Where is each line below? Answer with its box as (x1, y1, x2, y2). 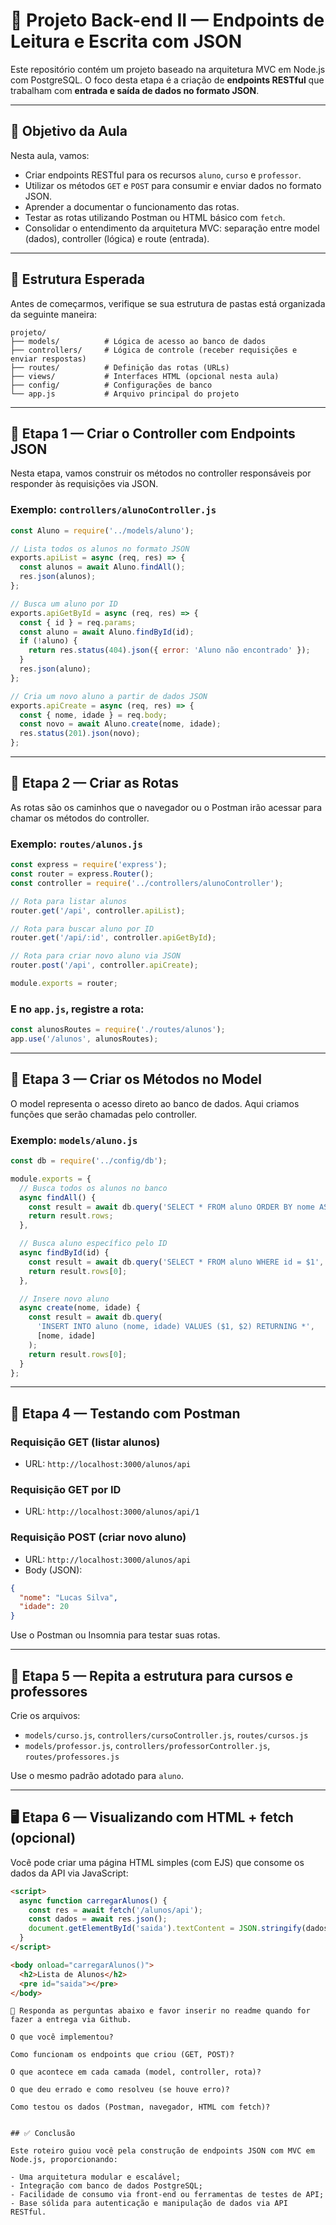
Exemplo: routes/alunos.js (10, 837, 143, 851)
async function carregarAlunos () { (19, 1895, 168, 1906)
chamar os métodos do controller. (10, 812, 150, 824)
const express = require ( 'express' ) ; (10, 860, 168, 870)
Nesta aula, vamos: (10, 149, 90, 161)
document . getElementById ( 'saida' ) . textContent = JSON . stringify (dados (28, 1924, 329, 1934)
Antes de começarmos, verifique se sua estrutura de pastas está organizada (10, 297, 326, 309)
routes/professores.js (24, 1752, 120, 1763)
